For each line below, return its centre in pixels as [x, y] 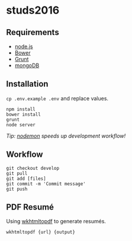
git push [17, 189]
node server [21, 125]
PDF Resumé [30, 207]
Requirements [33, 32]
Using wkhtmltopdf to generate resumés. [56, 221]
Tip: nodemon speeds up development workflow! [66, 136]
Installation [27, 84]
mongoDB [27, 65]
